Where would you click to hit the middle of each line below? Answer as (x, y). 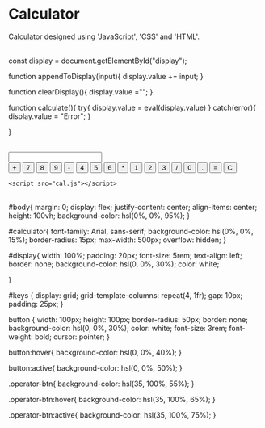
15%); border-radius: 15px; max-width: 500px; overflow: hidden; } (117, 240)
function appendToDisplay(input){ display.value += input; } (106, 76)
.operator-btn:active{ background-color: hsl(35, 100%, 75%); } (112, 415)
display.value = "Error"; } (50, 116)
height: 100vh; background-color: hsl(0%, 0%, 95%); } (99, 216)
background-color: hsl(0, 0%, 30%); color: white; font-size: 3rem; (118, 328)
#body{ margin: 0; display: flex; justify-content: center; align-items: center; (133, 207)
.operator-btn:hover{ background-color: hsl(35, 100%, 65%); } (112, 399)
